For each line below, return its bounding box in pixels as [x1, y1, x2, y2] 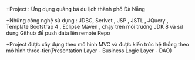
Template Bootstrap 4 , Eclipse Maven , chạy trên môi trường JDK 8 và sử [6, 24, 183, 30]
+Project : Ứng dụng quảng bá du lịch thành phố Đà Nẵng [6, 6, 146, 12]
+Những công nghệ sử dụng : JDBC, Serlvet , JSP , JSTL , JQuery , [6, 17, 169, 24]
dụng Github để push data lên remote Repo [6, 29, 110, 36]
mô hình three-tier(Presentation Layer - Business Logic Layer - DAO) [6, 47, 172, 54]
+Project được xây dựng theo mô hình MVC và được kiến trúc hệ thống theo [6, 41, 190, 48]
